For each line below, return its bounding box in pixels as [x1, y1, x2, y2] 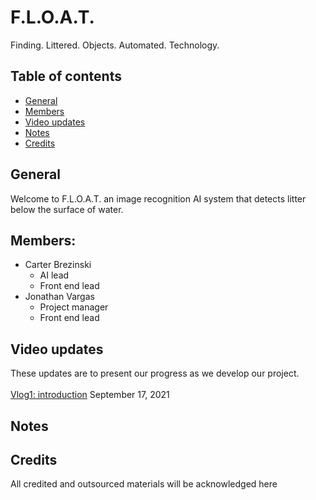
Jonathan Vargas [24, 291, 95, 303]
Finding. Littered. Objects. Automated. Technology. [10, 39, 220, 51]
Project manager [39, 301, 109, 313]
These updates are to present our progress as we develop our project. [10, 367, 300, 380]
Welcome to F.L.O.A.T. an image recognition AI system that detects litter [10, 192, 307, 205]
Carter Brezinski [24, 259, 92, 271]
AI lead [39, 269, 70, 281]
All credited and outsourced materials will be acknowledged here [10, 478, 278, 490]
